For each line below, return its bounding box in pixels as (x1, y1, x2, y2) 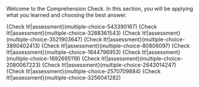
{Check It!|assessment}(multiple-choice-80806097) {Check (41, 42, 191, 49)
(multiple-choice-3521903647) (6, 36, 83, 43)
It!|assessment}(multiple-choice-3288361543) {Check (6, 29, 141, 37)
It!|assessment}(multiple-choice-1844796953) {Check (6, 49, 141, 56)
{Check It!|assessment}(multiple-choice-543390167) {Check (6, 23, 158, 30)
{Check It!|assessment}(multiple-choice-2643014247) (41, 61, 177, 68)
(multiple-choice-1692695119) (6, 55, 81, 62)
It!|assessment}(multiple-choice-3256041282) (6, 74, 121, 81)
